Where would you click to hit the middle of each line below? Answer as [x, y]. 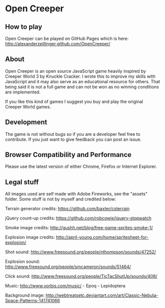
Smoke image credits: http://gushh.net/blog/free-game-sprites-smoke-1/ [79, 228]
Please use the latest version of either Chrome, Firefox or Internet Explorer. [81, 167]
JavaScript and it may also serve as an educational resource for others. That [82, 81]
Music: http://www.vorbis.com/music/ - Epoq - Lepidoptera [65, 286]
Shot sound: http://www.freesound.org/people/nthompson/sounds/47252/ [81, 252]
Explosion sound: [23, 262]
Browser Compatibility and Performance [68, 155]
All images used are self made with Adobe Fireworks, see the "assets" [76, 194]
